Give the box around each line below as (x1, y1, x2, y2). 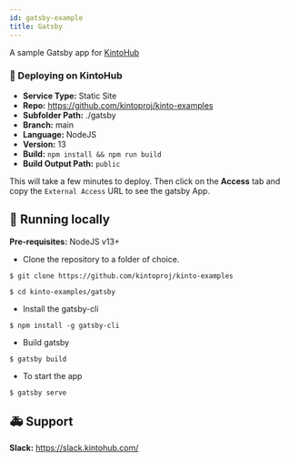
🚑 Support (9, 414, 74, 429)
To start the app (22, 370, 83, 381)
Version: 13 (22, 139, 66, 149)
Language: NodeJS (22, 128, 97, 139)
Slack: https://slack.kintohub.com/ (9, 443, 139, 454)
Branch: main (22, 119, 75, 130)
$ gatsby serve (9, 388, 67, 397)
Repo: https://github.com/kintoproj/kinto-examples (22, 99, 214, 110)
